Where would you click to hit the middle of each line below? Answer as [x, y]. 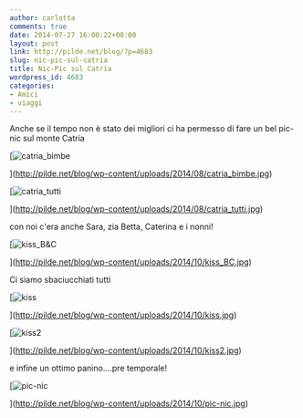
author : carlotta [42, 18]
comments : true [38, 26]
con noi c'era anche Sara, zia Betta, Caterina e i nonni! [111, 227]
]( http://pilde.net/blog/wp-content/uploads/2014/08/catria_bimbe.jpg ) [141, 173]
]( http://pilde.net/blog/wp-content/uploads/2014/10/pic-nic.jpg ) [129, 403]
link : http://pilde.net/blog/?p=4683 [81, 52]
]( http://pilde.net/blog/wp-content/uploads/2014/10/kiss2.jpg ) [125, 350]
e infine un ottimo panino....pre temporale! [89, 368]
